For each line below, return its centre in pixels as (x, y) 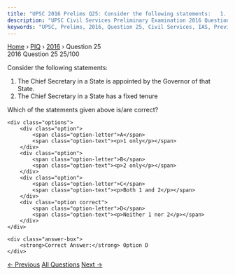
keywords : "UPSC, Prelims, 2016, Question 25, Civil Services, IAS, (109, 27)
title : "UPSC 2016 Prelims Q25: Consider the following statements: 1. (117, 14)
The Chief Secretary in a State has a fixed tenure (88, 96)
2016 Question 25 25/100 (43, 54)
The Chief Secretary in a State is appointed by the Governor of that (114, 81)
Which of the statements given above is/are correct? (83, 110)
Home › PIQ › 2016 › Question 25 (54, 47)
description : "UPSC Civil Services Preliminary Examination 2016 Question (119, 20)
